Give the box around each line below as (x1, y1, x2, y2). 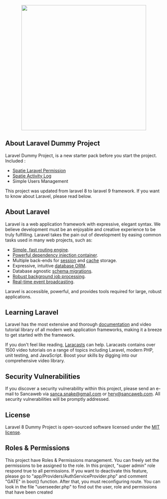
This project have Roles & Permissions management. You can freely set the (5, 457, 160, 463)
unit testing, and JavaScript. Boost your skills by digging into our (5, 352, 138, 358)
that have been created (5, 489, 53, 495)
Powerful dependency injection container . (12, 252, 98, 258)
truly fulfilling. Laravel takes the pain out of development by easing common (5, 231, 162, 237)
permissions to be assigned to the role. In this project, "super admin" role (5, 462, 156, 468)
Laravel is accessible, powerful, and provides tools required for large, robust (5, 288, 162, 294)
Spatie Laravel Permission (12, 167, 66, 173)
